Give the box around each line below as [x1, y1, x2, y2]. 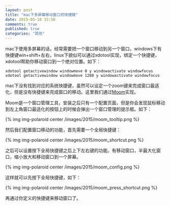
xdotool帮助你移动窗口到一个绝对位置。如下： [5, 58, 101, 64]
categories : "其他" [5, 31, 45, 36]
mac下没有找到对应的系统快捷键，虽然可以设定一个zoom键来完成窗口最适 [5, 82, 159, 89]
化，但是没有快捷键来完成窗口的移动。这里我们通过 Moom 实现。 [5, 89, 139, 95]
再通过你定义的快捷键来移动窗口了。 [5, 195, 81, 201]
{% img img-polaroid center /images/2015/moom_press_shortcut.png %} [5, 185, 158, 191]
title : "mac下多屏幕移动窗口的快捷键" [5, 12, 78, 17]
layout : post [5, 7, 33, 13]
